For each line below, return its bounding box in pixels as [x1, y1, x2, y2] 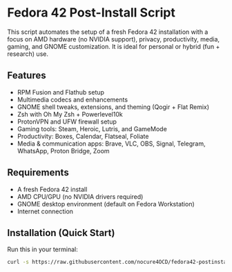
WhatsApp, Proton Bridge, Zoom [17, 146, 110, 155]
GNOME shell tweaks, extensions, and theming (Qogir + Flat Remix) [17, 102, 209, 111]
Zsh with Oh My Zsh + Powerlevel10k [17, 110, 123, 118]
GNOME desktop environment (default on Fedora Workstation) [17, 200, 195, 208]
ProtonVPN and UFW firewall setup [17, 117, 117, 126]
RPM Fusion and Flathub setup [17, 88, 105, 96]
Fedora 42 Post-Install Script [7, 5, 176, 21]
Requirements [7, 167, 69, 179]
